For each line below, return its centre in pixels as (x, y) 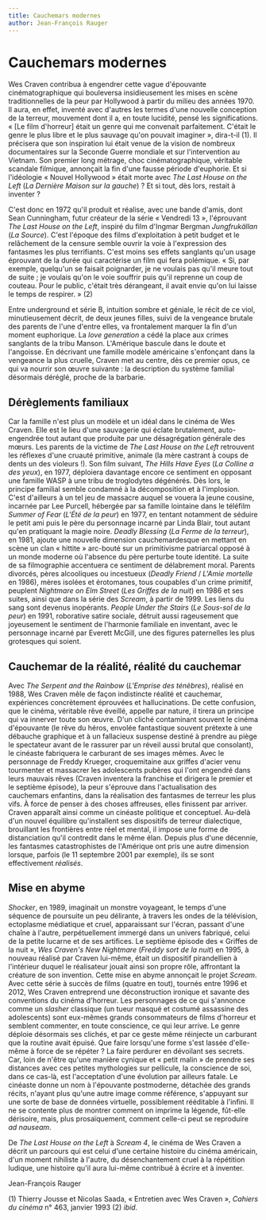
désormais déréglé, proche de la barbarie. (77, 377)
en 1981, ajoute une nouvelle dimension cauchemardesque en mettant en (127, 540)
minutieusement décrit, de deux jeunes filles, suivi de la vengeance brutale (131, 318)
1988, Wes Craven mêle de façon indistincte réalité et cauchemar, (116, 694)
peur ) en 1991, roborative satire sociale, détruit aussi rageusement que (123, 616)
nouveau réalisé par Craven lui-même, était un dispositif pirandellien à (123, 958)
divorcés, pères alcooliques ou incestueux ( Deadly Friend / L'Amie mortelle (131, 574)
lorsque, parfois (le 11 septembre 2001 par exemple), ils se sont (111, 855)
